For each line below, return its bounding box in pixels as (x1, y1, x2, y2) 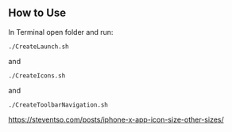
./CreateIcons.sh (8, 71, 66, 80)
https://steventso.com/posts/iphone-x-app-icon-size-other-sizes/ (8, 115, 224, 124)
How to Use (8, 6, 67, 20)
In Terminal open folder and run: (8, 27, 114, 36)
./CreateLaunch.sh (8, 43, 69, 51)
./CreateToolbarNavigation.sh (8, 100, 109, 109)
